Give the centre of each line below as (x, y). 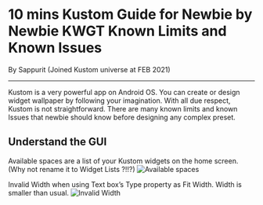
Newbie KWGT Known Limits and (117, 31)
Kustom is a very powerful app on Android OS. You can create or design (124, 92)
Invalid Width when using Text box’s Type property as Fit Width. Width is (125, 184)
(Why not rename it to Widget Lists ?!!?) (72, 169)
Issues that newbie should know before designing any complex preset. (122, 117)
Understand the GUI (58, 142)
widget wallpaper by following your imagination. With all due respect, (119, 101)
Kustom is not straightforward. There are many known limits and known (123, 108)
